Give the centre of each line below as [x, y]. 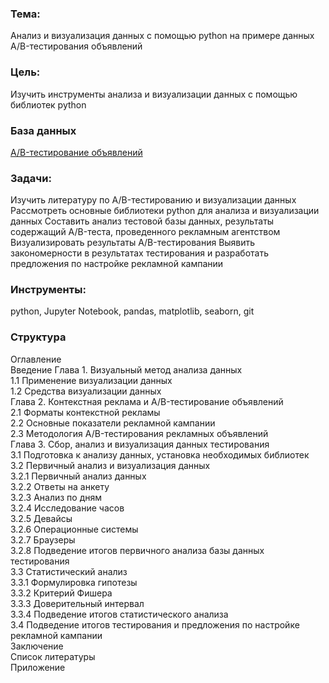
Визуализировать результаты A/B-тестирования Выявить [133, 243]
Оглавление [36, 359]
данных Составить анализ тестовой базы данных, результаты [142, 221]
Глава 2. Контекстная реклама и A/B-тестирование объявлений [147, 401]
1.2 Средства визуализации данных [86, 391]
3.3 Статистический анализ [69, 571]
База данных [43, 130]
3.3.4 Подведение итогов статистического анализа [119, 614]
